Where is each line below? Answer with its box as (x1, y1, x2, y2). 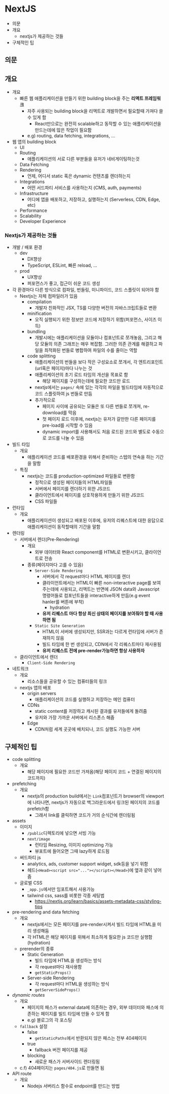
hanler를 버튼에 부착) (42, 599, 85, 605)
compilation (27, 299, 52, 305)
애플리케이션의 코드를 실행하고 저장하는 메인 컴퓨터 (34, 697, 135, 703)
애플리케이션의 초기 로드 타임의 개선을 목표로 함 (34, 372, 129, 378)
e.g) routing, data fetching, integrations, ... (27, 133, 115, 139)
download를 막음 (42, 410, 77, 416)
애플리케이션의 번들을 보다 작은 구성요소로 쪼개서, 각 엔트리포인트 (34, 359, 163, 365)
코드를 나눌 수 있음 (47, 435, 85, 441)
